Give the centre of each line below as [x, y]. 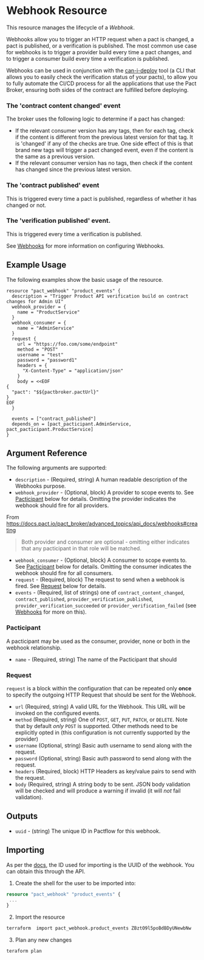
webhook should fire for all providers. [62, 505]
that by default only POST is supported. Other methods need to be [96, 726]
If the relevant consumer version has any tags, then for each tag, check [104, 131]
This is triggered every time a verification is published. [74, 234]
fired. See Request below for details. [60, 586]
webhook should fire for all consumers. [64, 573]
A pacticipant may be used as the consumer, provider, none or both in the [98, 641]
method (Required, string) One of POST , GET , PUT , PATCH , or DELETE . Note [101, 720]
